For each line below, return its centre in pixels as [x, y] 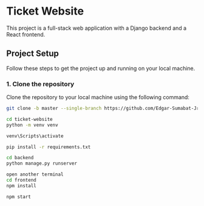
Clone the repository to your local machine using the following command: [98, 97]
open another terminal [35, 174]
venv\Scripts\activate [35, 136]
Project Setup [33, 54]
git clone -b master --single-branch [54, 108]
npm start [19, 197]
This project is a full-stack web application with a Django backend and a [97, 28]
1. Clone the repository [40, 84]
